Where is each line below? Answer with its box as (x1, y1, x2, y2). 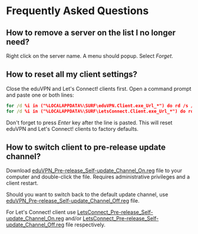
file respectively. (65, 221, 106, 228)
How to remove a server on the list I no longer (6, 28, 176, 38)
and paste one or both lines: (6, 91, 74, 98)
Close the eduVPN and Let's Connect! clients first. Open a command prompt (6, 85, 192, 92)
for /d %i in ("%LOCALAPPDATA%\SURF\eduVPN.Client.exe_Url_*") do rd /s (6, 103, 189, 108)
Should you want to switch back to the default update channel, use (6, 191, 169, 198)
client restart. (6, 180, 38, 187)
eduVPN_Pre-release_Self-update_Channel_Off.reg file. (6, 197, 140, 205)
